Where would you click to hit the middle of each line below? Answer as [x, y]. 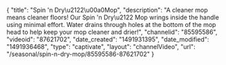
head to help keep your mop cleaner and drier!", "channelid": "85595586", [112, 32]
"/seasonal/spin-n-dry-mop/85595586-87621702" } [81, 54]
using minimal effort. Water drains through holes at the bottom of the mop [111, 25]
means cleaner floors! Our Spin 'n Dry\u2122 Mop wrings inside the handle [113, 17]
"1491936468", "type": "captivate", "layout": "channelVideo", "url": [101, 47]
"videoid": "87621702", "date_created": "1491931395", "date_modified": [108, 39]
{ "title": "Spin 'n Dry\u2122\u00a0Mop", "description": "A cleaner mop [107, 10]
